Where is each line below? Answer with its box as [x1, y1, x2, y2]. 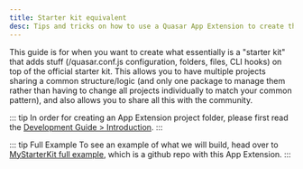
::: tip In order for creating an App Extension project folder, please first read [9, 112, 289, 123]
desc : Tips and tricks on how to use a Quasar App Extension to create [9, 22, 284, 31]
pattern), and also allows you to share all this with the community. [9, 94, 253, 105]
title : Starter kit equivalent [9, 13, 127, 23]
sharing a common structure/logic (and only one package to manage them [9, 75, 286, 86]
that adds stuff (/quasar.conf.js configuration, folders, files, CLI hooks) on [9, 56, 282, 67]
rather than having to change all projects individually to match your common [9, 85, 292, 96]
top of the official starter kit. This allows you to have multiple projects [9, 65, 266, 77]
